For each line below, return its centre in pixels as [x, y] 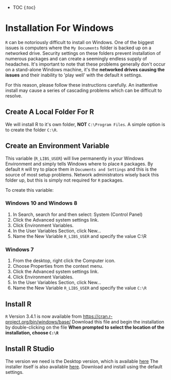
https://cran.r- [98, 316]
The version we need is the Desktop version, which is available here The [82, 361]
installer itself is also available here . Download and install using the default [84, 367]
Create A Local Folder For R [50, 112]
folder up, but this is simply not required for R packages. [64, 180]
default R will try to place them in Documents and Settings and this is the [81, 169]
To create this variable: [30, 190]
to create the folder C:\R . [32, 130]
